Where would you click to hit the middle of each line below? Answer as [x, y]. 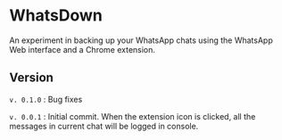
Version [31, 78]
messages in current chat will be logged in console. [104, 126]
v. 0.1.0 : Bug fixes [46, 99]
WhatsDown [56, 16]
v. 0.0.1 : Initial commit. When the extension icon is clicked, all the [133, 116]
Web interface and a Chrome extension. [83, 49]
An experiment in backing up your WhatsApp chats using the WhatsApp [141, 40]
